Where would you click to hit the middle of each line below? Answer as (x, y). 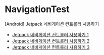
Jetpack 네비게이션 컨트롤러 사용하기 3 (51, 47)
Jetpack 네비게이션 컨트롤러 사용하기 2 (51, 41)
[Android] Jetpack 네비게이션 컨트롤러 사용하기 (52, 24)
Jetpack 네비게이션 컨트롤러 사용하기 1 (50, 34)
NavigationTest (37, 9)
